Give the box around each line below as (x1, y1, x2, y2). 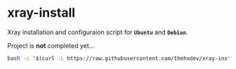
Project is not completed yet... (7, 41, 95, 49)
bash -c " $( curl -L (7, 54, 65, 62)
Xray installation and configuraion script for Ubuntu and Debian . (7, 28, 188, 36)
